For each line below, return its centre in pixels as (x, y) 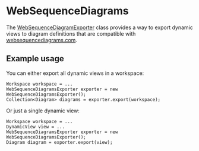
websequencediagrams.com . (42, 40)
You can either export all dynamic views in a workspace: (75, 73)
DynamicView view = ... (36, 127)
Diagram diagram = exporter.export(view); (59, 142)
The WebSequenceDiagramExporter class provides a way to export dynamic (99, 27)
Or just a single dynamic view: (43, 111)
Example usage (35, 59)
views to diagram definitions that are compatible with (71, 33)
